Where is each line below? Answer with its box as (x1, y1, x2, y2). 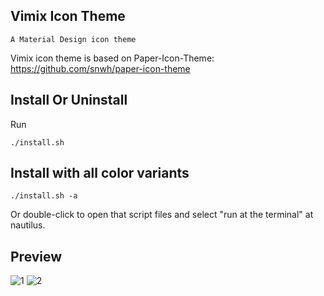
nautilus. (10, 219, 46, 231)
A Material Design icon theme (10, 34, 137, 44)
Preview (10, 248, 63, 265)
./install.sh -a (10, 191, 78, 201)
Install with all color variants (10, 165, 190, 182)
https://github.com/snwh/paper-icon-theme (10, 62, 191, 74)
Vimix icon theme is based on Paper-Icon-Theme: (10, 52, 215, 64)
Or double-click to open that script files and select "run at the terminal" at (10, 209, 314, 221)
